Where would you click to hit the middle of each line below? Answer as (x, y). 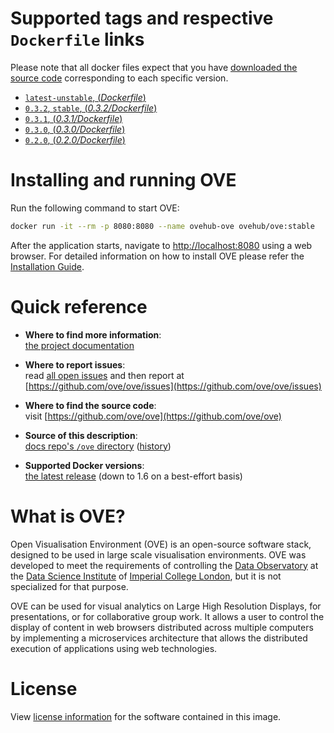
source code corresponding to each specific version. (119, 78)
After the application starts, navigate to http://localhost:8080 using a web (161, 245)
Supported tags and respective (142, 18)
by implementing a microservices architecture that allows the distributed (159, 638)
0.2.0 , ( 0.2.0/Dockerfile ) (75, 139)
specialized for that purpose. (69, 586)
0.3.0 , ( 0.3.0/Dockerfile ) (75, 129)
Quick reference (79, 306)
